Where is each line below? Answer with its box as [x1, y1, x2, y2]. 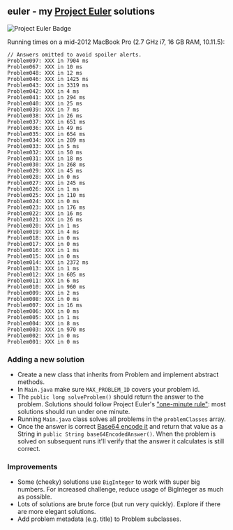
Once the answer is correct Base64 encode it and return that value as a [17, 422, 223, 431]
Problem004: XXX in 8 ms [7, 320, 80, 327]
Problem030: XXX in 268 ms [7, 161, 86, 168]
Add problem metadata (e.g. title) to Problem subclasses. [17, 515, 181, 523]
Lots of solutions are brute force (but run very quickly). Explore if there [17, 500, 221, 508]
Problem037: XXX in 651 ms [7, 118, 86, 125]
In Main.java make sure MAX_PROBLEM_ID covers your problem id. [17, 385, 200, 394]
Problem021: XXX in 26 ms [7, 216, 82, 223]
